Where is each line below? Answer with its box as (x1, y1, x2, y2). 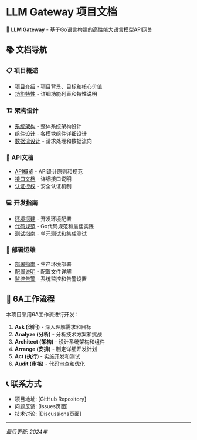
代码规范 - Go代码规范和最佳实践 (14, 222, 94, 229)
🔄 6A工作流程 (6, 294, 55, 304)
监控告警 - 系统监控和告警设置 (14, 275, 87, 282)
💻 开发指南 (6, 199, 38, 207)
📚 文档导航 (6, 45, 47, 55)
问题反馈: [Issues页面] (14, 403, 69, 410)
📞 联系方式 (6, 379, 42, 389)
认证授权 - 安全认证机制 (14, 183, 72, 190)
